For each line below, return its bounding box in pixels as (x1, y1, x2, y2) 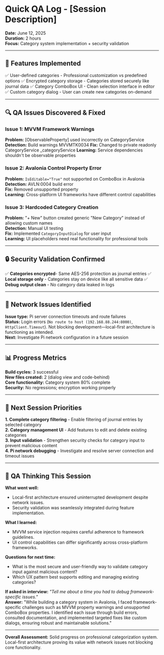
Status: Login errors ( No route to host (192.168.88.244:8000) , (5, 319, 133, 325)
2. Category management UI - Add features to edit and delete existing (5, 427, 147, 433)
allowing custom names (5, 220, 53, 226)
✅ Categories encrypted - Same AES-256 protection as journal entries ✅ (5, 271, 152, 277)
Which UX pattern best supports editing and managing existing (12, 574, 139, 580)
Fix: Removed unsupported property (5, 186, 79, 192)
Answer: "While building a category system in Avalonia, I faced (5, 599, 132, 605)
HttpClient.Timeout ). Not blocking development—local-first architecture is (5, 324, 155, 329)
